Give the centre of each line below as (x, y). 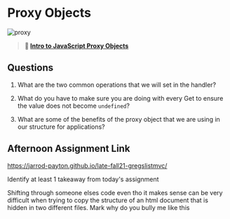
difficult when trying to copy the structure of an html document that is (108, 200)
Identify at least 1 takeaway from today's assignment (83, 179)
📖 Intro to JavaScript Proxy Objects (76, 45)
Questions (31, 68)
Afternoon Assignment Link (69, 149)
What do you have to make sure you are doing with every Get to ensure (120, 98)
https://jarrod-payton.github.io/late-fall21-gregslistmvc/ (87, 165)
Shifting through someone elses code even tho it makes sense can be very (115, 192)
